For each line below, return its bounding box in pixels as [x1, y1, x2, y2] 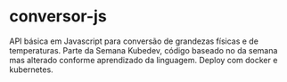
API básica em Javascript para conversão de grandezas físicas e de [9, 36, 258, 46]
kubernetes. [9, 64, 53, 75]
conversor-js [9, 6, 107, 27]
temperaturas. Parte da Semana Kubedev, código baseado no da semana [9, 45, 278, 55]
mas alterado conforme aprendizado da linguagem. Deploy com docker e [9, 54, 278, 65]
